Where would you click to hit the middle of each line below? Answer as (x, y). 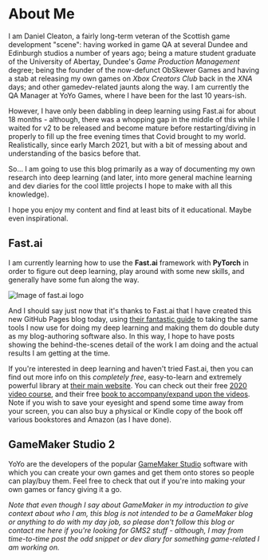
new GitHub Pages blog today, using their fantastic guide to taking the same (133, 319)
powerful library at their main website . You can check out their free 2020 (128, 385)
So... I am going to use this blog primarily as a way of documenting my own (132, 169)
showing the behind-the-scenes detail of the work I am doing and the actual (133, 344)
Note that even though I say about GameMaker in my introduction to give (128, 505)
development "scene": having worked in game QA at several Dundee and (128, 44)
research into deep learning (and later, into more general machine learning (130, 177)
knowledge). (29, 194)
